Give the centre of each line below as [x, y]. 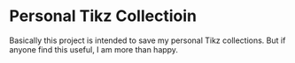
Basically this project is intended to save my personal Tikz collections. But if [147, 40]
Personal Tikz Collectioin [103, 16]
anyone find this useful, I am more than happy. [94, 49]
